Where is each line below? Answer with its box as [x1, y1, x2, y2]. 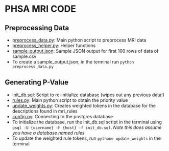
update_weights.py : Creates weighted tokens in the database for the [12, 102, 156, 109]
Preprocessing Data [5, 24, 69, 32]
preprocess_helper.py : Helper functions [12, 42, 96, 49]
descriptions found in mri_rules [12, 108, 78, 114]
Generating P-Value [5, 78, 68, 87]
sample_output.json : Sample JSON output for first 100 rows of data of [12, 48, 159, 54]
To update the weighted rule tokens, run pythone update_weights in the [12, 135, 161, 141]
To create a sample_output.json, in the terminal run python [12, 59, 134, 64]
